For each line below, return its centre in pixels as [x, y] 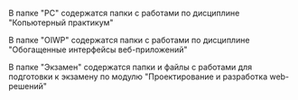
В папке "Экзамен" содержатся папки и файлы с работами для [130, 67]
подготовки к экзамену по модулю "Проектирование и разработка [138, 77]
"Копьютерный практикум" [61, 23]
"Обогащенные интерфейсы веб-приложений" [98, 50]
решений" [28, 86]
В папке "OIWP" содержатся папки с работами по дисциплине [129, 40]
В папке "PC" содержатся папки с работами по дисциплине [124, 13]
